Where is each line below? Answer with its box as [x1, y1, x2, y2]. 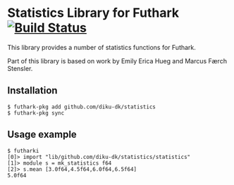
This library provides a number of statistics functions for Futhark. [7, 43, 196, 51]
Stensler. [7, 64, 33, 72]
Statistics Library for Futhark [7, 5, 180, 21]
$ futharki [7, 147, 39, 154]
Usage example [7, 129, 78, 141]
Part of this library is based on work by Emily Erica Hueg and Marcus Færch [7, 56, 228, 65]
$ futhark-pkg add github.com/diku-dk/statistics [7, 103, 156, 110]
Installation [7, 84, 58, 96]
